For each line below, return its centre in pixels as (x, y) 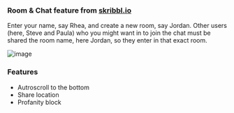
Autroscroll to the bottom (53, 87)
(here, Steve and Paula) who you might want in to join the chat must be (109, 33)
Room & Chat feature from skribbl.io (69, 10)
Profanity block (39, 102)
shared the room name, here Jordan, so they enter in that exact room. (107, 40)
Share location (38, 95)
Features (23, 72)
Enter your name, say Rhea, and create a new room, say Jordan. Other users (117, 26)
